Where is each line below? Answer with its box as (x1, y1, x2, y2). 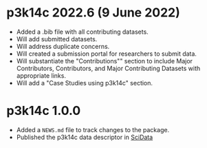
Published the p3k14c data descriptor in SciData (16, 133, 153, 141)
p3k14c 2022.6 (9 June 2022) (6, 5, 180, 21)
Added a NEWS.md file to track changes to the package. (16, 125, 170, 134)
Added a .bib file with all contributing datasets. (16, 28, 149, 36)
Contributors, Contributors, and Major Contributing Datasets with (16, 64, 201, 72)
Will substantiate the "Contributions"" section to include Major (16, 56, 193, 65)
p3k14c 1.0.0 (6, 103, 81, 118)
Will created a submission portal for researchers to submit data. (16, 50, 197, 58)
